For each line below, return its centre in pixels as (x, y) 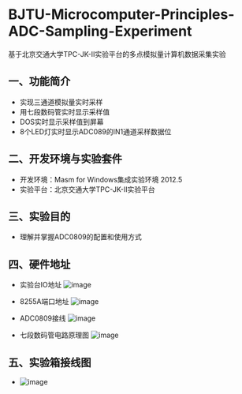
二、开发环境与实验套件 (65, 159)
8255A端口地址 (44, 302)
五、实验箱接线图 (50, 362)
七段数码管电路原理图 (54, 335)
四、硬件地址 (39, 264)
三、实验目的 (39, 216)
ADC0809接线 (43, 318)
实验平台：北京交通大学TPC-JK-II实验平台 (87, 189)
